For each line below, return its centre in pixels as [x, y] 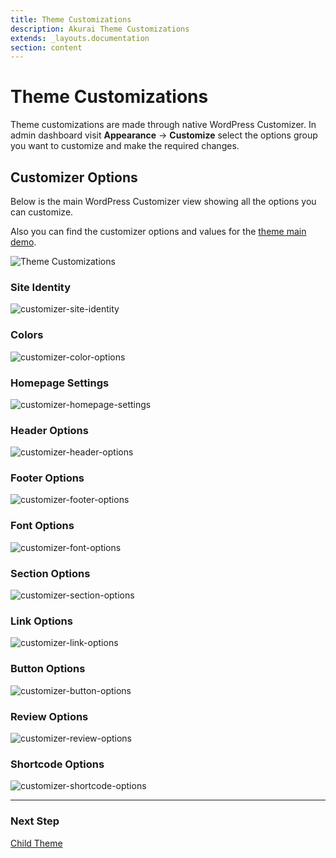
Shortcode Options [57, 764]
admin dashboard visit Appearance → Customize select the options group [164, 135]
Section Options [50, 573]
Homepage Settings [60, 383]
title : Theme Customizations [71, 19]
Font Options [42, 526]
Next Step [35, 821]
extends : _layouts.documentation [80, 38]
